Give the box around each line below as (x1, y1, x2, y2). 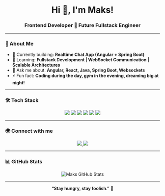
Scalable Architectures (12, 62, 60, 68)
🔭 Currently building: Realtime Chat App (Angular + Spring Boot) (12, 51, 145, 57)
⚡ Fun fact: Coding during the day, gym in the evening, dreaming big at (12, 73, 159, 78)
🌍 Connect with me (5, 127, 53, 134)
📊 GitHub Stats (5, 158, 43, 165)
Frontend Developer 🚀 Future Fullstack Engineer (24, 22, 141, 29)
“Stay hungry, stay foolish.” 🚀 (51, 185, 114, 191)
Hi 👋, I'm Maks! (51, 4, 114, 16)
